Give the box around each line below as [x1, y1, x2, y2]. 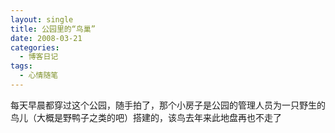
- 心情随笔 [19, 71, 59, 81]
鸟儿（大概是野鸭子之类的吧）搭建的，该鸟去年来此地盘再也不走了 [10, 111, 282, 123]
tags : [10, 61, 33, 71]
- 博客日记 [19, 52, 59, 62]
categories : [10, 42, 60, 53]
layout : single [10, 14, 74, 25]
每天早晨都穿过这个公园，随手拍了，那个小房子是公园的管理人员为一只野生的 [10, 99, 326, 111]
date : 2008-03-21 [10, 33, 83, 43]
